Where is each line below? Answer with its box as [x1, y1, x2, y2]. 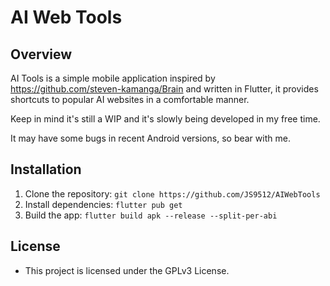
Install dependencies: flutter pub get [24, 198, 183, 210]
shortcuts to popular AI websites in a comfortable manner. [10, 94, 250, 105]
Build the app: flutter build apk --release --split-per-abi [24, 209, 278, 221]
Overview [10, 46, 73, 63]
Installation [10, 161, 82, 178]
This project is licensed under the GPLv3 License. [24, 264, 230, 276]
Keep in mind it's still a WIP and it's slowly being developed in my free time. [10, 113, 321, 125]
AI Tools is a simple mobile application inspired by [10, 72, 216, 84]
